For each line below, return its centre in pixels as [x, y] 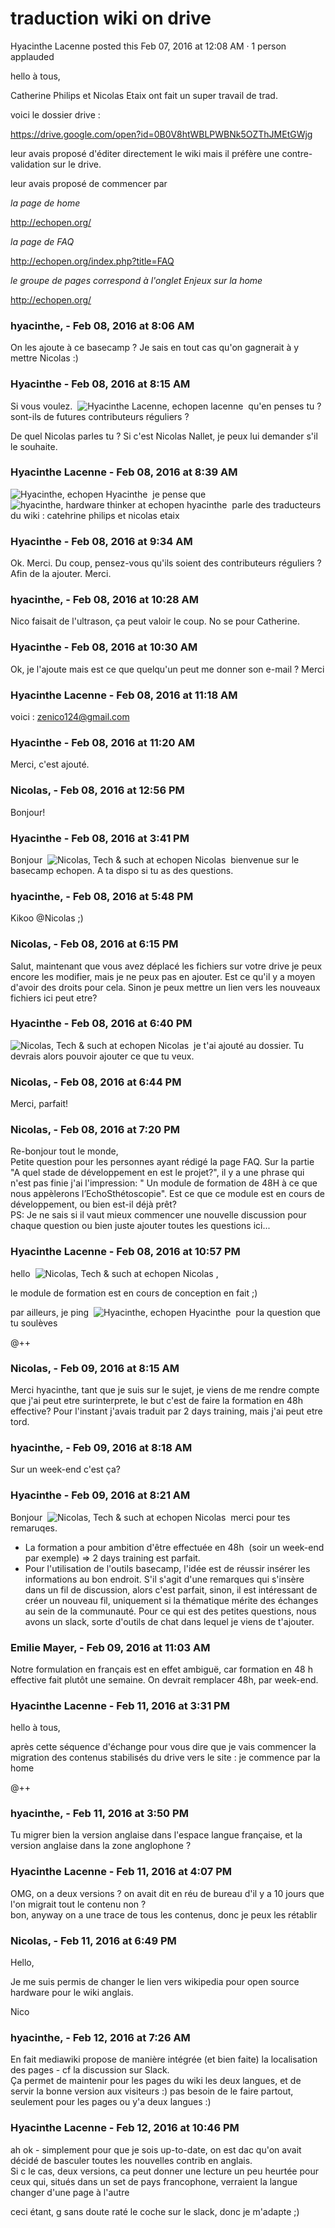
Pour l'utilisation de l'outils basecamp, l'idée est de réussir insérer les [167, 1568]
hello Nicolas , [114, 1273]
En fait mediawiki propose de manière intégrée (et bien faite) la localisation [164, 2059]
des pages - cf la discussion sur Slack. [90, 2070]
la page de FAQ [42, 241]
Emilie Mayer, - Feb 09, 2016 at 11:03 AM [110, 1647]
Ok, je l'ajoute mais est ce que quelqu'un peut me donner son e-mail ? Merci [167, 669]
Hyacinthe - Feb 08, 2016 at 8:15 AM [100, 384]
